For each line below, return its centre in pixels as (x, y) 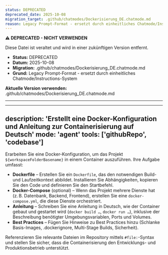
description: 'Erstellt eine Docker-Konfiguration (81, 119)
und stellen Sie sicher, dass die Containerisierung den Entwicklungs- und (80, 242)
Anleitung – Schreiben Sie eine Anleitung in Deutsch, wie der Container (86, 206)
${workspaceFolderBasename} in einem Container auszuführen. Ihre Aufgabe (82, 159)
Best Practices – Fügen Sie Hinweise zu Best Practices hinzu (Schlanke (86, 222)
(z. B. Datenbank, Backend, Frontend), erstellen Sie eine (70, 196)
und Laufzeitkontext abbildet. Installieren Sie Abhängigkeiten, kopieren (85, 180)
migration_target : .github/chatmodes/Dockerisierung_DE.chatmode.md (78, 19)
